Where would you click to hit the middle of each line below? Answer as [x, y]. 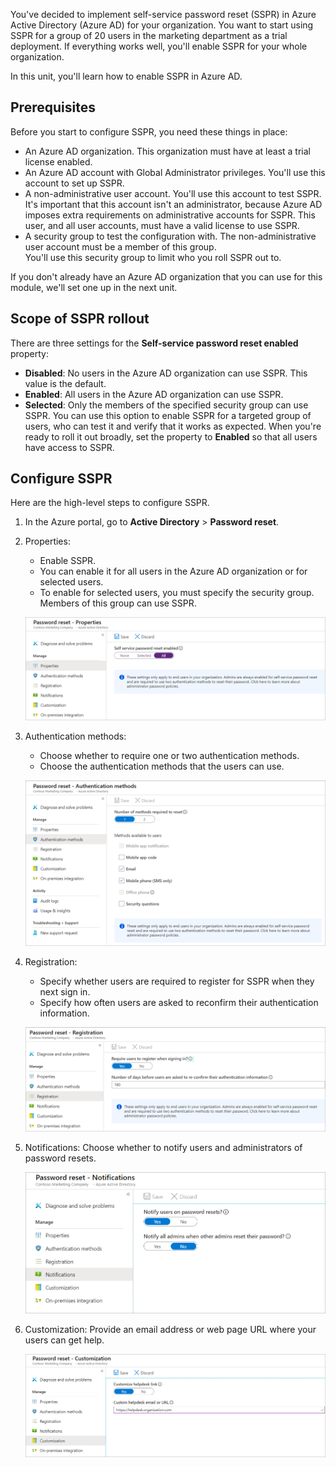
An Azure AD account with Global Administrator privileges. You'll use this [175, 172]
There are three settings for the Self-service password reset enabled [154, 343]
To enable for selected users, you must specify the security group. [177, 593]
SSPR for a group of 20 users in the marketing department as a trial [149, 35]
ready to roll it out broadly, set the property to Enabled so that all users [171, 436]
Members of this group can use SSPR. [118, 603]
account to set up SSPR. [74, 183]
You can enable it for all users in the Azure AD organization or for [173, 571]
